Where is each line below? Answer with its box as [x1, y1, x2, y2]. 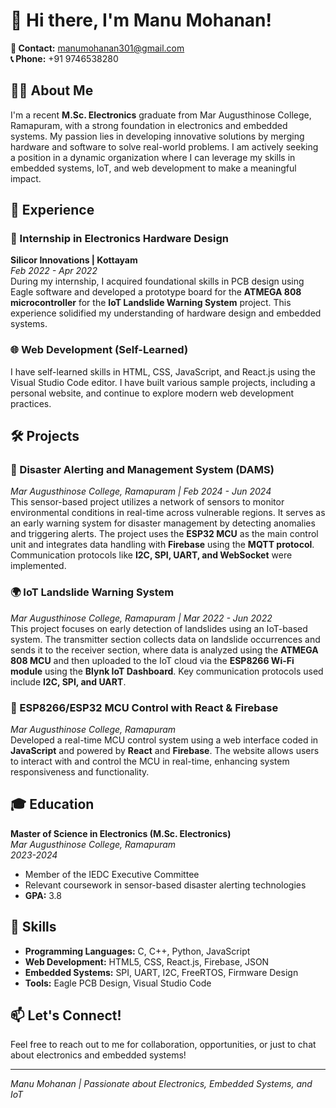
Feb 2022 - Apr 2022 [10, 265, 98, 277]
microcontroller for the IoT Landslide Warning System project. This [10, 297, 292, 309]
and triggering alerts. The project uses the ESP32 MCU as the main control [10, 528, 319, 540]
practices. [10, 397, 52, 409]
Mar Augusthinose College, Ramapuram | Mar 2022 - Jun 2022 [10, 612, 273, 624]
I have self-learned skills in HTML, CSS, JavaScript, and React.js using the [10, 365, 316, 378]
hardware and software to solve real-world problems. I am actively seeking [10, 140, 319, 153]
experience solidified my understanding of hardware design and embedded [10, 307, 322, 319]
